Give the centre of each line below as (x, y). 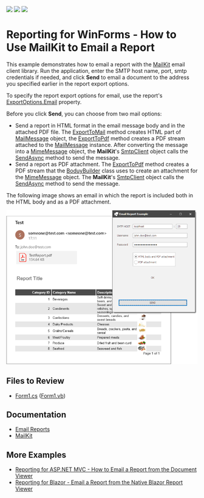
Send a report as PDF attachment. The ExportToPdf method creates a (102, 164)
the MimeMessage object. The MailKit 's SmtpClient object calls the (99, 177)
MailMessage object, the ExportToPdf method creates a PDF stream (100, 138)
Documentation (36, 414)
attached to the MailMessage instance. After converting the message (101, 145)
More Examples (36, 455)
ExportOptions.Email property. (44, 102)
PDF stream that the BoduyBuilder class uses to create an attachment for (106, 171)
